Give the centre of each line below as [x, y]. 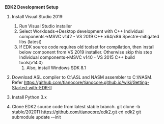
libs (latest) [30, 42]
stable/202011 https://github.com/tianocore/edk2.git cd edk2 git [76, 112]
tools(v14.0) [31, 62]
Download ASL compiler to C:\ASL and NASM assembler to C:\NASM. [82, 77]
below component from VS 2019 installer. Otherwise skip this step [86, 52]
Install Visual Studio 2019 [37, 16]
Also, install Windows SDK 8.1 [56, 68]
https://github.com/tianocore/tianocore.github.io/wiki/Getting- [87, 82]
